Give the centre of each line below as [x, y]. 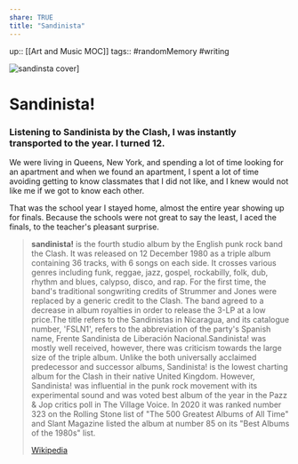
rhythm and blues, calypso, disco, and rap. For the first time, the [149, 282]
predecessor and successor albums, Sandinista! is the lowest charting [159, 366]
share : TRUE [31, 17]
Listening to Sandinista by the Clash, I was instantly [123, 132]
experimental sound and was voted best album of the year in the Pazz [159, 395]
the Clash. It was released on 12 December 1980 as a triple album [151, 253]
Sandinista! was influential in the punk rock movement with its [144, 385]
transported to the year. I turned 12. [87, 143]
